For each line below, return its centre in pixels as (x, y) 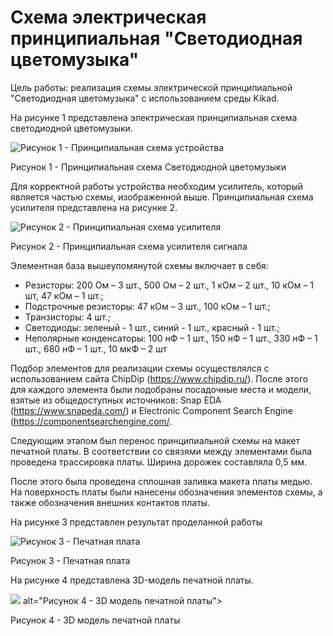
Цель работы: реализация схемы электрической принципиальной (151, 87)
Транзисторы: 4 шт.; (67, 317)
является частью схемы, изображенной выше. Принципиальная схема (162, 197)
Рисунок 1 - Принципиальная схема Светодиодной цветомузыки (148, 167)
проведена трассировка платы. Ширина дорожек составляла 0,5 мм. (158, 462)
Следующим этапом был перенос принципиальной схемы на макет (155, 440)
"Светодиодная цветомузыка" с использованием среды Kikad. (145, 98)
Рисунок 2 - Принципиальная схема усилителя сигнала (129, 246)
